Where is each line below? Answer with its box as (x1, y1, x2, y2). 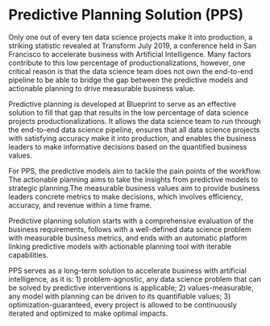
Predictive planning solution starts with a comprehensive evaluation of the (8, 216, 254, 225)
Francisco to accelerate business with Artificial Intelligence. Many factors (8, 49, 251, 59)
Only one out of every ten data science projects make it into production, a (8, 32, 253, 42)
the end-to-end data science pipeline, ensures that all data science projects (8, 125, 260, 134)
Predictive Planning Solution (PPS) (8, 6, 244, 24)
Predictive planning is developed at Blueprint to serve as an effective (8, 99, 237, 109)
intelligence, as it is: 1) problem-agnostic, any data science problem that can (8, 274, 262, 283)
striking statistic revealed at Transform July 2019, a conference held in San (8, 40, 256, 50)
